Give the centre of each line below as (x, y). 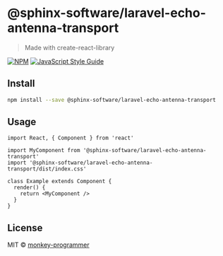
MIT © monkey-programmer (48, 245)
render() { (30, 188)
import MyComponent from (44, 151)
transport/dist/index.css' (47, 169)
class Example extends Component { (60, 182)
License (25, 228)
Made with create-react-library (70, 47)
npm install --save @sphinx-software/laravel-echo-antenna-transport (112, 100)
